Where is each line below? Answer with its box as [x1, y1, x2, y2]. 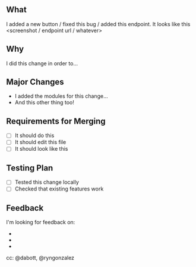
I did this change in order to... [6, 59, 78, 67]
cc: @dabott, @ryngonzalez [6, 255, 75, 262]
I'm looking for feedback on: [6, 219, 75, 226]
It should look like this [14, 145, 68, 152]
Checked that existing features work [14, 185, 104, 192]
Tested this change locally [14, 179, 79, 186]
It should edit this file [14, 139, 67, 146]
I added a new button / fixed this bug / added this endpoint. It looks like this [6, 20, 191, 27]
